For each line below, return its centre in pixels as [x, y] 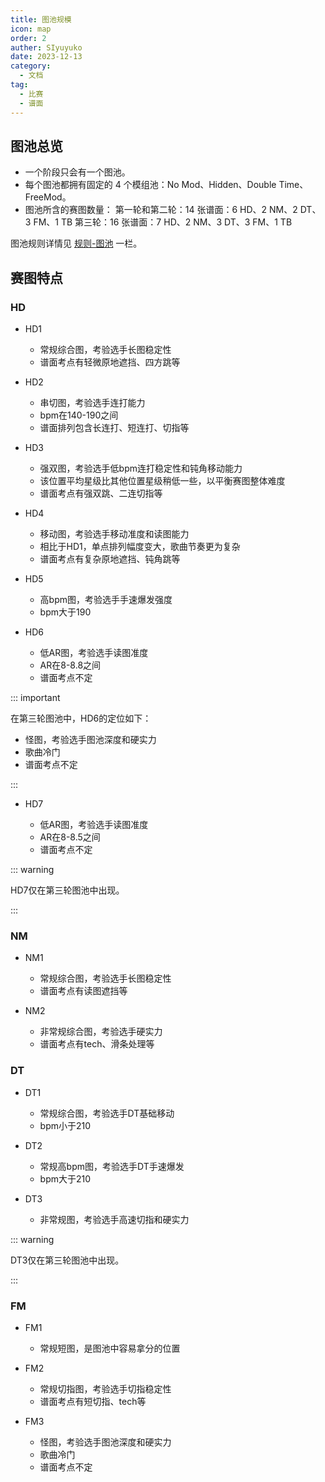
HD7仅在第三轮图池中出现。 [67, 890]
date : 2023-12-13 [46, 57]
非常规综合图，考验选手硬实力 [101, 1032]
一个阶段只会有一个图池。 [77, 172]
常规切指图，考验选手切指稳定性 [105, 1388]
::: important [35, 697]
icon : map [31, 29]
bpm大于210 [65, 1178]
